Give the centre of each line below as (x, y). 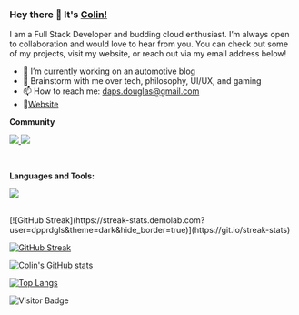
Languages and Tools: (52, 176)
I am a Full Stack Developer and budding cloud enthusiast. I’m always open (149, 35)
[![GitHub (26, 220)
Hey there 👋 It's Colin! (58, 15)
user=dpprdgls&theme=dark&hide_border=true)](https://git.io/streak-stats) (150, 230)
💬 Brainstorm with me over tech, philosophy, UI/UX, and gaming (142, 81)
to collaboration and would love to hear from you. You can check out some (149, 44)
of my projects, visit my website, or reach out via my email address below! (148, 54)
